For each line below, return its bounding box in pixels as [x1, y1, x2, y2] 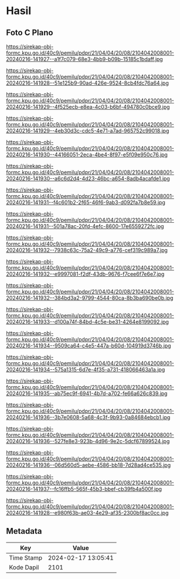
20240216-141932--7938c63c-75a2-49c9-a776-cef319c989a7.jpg [6, 247, 168, 253]
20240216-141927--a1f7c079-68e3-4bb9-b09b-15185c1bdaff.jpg [6, 56, 163, 62]
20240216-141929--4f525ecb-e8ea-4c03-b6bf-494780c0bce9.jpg [6, 103, 170, 110]
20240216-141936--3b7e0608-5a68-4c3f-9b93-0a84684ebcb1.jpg [6, 414, 171, 421]
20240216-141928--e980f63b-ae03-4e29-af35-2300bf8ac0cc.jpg [6, 510, 169, 516]
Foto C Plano [6, 28, 53, 38]
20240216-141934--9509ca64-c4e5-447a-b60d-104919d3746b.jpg [6, 342, 171, 349]
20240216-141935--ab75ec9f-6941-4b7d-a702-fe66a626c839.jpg [6, 390, 168, 397]
